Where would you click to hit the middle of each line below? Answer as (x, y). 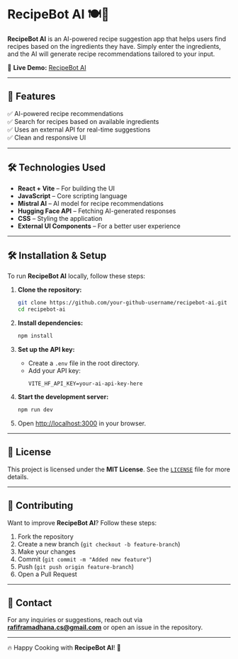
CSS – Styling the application (60, 218)
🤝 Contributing (40, 506)
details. (18, 476)
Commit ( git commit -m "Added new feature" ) (85, 559)
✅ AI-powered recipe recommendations (66, 113)
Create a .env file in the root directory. (84, 363)
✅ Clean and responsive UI (47, 137)
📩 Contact (30, 603)
